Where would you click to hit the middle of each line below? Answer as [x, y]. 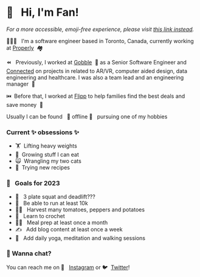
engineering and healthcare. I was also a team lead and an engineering [95, 77]
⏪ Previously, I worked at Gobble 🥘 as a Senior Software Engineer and [97, 62]
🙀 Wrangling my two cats [48, 161]
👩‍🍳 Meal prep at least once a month [61, 222]
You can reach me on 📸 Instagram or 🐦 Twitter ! [68, 267]
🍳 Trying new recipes [42, 168]
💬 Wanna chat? [29, 253]
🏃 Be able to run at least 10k [51, 203]
